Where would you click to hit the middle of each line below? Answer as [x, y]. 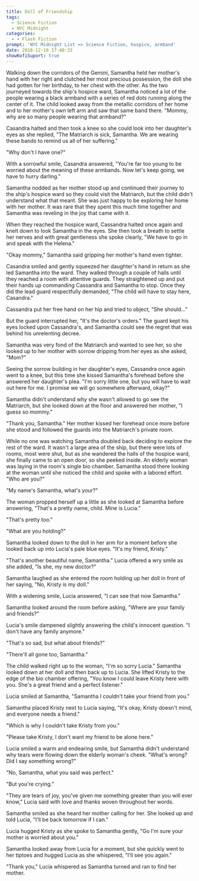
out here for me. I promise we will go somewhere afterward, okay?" [88, 387]
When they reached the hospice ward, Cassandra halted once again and [94, 224]
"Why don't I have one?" [36, 152]
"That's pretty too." [30, 520]
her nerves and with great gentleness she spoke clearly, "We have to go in [97, 237]
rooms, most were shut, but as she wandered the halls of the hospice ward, [98, 453]
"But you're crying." [30, 784]
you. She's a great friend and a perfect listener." [65, 684]
